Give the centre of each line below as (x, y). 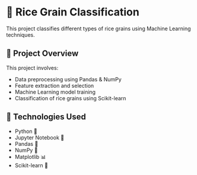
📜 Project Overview (42, 54)
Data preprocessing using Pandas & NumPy (68, 79)
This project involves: (32, 68)
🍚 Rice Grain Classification (73, 12)
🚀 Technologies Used (46, 117)
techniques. (20, 34)
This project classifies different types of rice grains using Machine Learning (99, 28)
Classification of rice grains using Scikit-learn (70, 98)
